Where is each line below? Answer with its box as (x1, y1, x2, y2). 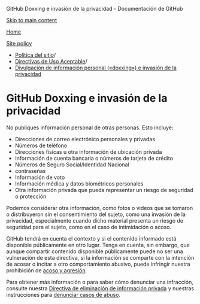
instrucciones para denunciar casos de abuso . (6, 291, 121, 298)
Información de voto (14, 174, 65, 181)
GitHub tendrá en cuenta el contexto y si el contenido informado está (6, 235, 177, 242)
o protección (14, 193, 47, 200)
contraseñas (14, 167, 46, 174)
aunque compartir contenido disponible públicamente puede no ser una (6, 248, 184, 255)
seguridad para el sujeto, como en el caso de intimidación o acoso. (6, 223, 172, 230)
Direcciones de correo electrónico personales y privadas (14, 135, 156, 142)
